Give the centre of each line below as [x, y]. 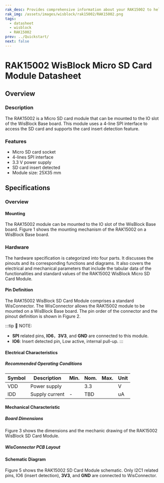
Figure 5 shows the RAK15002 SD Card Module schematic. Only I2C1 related [82, 470]
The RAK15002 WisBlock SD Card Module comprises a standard [70, 301]
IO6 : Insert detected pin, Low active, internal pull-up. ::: [68, 341]
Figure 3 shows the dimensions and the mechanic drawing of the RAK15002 [81, 431]
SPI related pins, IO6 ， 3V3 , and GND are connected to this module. [80, 336]
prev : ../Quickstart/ [27, 37]
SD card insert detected [36, 167]
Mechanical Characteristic [32, 407]
